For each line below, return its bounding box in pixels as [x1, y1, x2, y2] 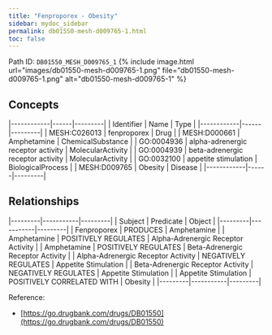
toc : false [8, 34, 45, 43]
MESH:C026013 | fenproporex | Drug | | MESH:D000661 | [48, 128, 240, 138]
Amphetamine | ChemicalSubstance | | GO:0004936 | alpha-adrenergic [8, 137, 248, 146]
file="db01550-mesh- [162, 66, 235, 76]
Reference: [8, 292, 45, 302]
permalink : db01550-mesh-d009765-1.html [8, 27, 148, 35]
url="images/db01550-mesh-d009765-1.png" [8, 66, 161, 76]
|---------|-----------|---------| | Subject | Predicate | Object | [8, 216, 216, 226]
